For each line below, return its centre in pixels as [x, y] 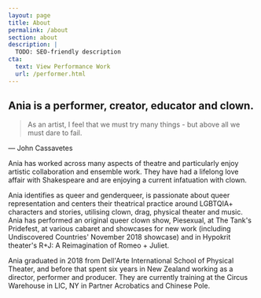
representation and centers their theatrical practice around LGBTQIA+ [121, 204]
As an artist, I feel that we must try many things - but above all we [134, 125]
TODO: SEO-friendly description [68, 52]
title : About [29, 23]
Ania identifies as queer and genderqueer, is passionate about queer [119, 195]
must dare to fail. [55, 133]
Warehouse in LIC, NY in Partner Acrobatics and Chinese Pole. [109, 286]
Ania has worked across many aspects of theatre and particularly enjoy [123, 164]
